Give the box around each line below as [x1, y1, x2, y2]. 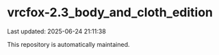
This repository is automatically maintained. [7, 40, 130, 48]
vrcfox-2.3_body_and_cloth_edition [7, 5, 214, 20]
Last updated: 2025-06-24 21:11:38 [7, 27, 106, 35]
